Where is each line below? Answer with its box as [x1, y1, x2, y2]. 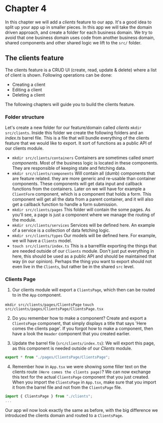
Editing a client [12, 86, 42, 93]
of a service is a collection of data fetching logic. [12, 227, 110, 233]
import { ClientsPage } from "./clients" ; [5, 394, 93, 399]
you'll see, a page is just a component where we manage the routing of [12, 212, 155, 218]
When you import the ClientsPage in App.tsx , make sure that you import [12, 379, 156, 385]
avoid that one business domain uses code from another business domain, [5, 35, 155, 40]
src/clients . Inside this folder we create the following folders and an [5, 130, 143, 136]
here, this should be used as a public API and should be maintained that [12, 253, 157, 259]
